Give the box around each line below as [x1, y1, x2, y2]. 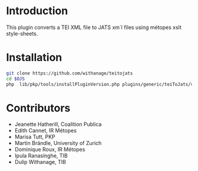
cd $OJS [6, 76, 25, 82]
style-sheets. [6, 30, 38, 37]
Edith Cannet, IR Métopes [14, 127, 77, 134]
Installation [6, 51, 62, 64]
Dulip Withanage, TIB [14, 159, 67, 166]
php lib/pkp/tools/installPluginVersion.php [6, 81, 120, 87]
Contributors [6, 101, 71, 115]
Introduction [6, 4, 68, 18]
